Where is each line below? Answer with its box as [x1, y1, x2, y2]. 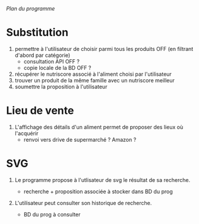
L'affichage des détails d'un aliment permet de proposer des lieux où [14, 123, 184, 130]
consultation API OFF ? [23, 57, 80, 65]
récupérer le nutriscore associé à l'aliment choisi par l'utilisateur [14, 71, 172, 78]
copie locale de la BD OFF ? [23, 64, 91, 71]
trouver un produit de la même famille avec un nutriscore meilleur [14, 76, 175, 84]
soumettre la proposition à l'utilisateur [14, 83, 108, 90]
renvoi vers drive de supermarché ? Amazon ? [23, 136, 137, 143]
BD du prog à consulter [23, 210, 81, 218]
